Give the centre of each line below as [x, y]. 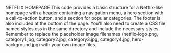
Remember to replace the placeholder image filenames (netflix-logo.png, [82, 34]
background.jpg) [23, 45]
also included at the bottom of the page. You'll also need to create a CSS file [86, 23]
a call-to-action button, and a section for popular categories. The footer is [83, 18]
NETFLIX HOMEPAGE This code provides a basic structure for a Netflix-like [84, 7]
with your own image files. [69, 45]
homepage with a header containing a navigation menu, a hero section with [84, 13]
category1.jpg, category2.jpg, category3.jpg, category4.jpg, [68, 39]
